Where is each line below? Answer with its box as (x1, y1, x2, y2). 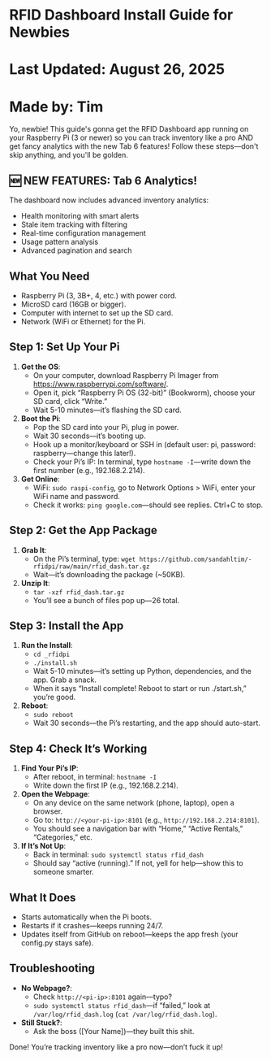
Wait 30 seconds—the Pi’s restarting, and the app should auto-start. (32, 718, 260, 728)
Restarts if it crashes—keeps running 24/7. (20, 921, 164, 930)
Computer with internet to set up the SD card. (20, 307, 174, 318)
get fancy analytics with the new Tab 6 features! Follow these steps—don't (9, 141, 259, 151)
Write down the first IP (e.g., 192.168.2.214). (32, 780, 179, 790)
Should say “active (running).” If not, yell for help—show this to (32, 858, 243, 868)
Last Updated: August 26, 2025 (9, 60, 226, 79)
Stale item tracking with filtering (20, 219, 128, 229)
